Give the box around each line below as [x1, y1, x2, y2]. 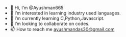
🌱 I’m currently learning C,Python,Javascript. [10, 15, 105, 21]
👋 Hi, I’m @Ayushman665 [10, 5, 64, 10]
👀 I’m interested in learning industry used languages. [10, 10, 121, 16]
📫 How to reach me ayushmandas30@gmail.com [10, 26, 115, 32]
